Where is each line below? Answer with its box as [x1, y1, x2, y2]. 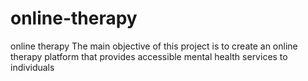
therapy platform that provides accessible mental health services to [10, 50, 288, 62]
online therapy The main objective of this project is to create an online [10, 40, 298, 52]
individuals [10, 61, 55, 73]
